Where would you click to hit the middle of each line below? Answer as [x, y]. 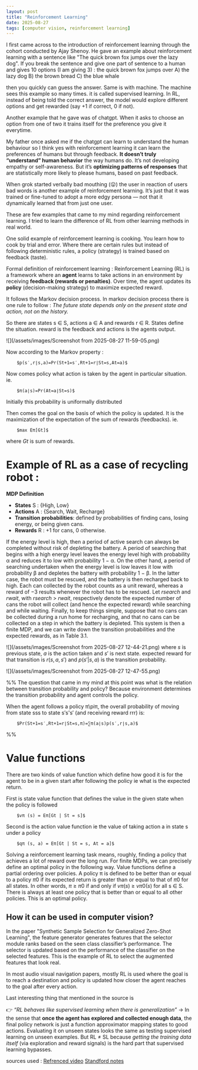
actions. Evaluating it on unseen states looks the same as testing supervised [99, 1031]
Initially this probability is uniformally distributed [64, 402]
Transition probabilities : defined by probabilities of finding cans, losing [101, 518]
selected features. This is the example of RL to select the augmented [90, 956]
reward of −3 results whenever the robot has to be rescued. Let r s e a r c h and [98, 592]
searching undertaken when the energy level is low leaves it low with [90, 567]
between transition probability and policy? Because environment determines [99, 689]
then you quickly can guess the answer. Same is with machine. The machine [99, 88]
